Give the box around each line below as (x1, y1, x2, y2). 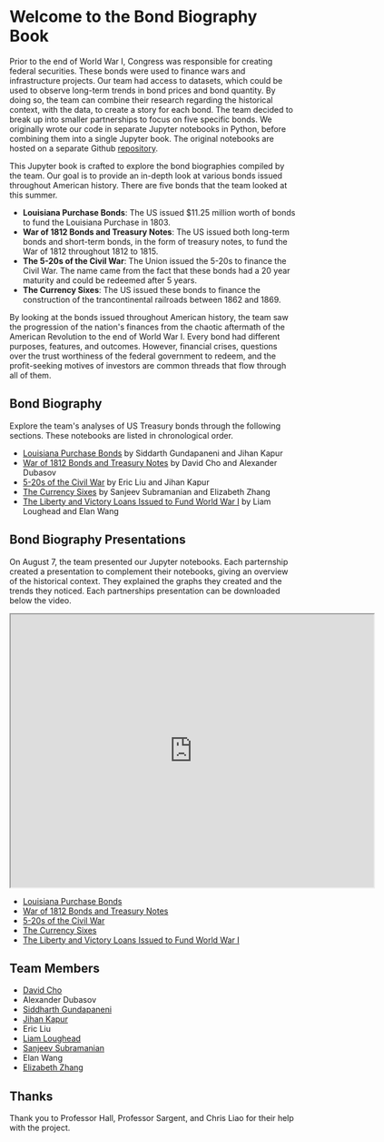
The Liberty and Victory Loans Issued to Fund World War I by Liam (22, 496, 271, 507)
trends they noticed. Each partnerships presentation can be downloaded (9, 585, 281, 596)
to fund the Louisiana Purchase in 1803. (22, 217, 171, 227)
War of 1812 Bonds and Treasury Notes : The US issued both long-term (22, 226, 290, 237)
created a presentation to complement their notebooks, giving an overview (9, 566, 289, 577)
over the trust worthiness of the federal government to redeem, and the (9, 350, 277, 361)
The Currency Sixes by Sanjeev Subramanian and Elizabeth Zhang (22, 486, 271, 497)
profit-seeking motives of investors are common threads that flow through (9, 359, 287, 370)
